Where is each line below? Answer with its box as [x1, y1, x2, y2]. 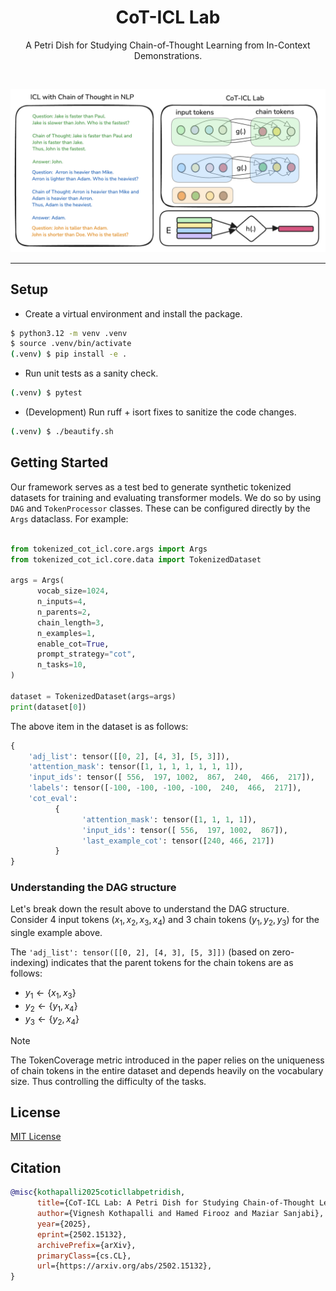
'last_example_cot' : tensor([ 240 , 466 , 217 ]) [81, 836, 275, 846]
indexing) [10, 957, 50, 969]
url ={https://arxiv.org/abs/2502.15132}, [36, 1261, 213, 1271]
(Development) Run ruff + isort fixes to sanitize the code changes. [24, 406, 297, 418]
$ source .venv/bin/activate [10, 339, 132, 349]
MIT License [10, 1131, 62, 1143]
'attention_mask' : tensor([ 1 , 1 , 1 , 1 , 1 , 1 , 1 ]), [28, 762, 244, 772]
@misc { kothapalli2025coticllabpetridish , [10, 1187, 186, 1198]
